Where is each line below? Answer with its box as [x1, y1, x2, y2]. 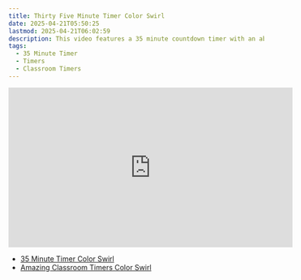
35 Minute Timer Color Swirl [19, 253, 115, 264]
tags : [8, 42, 27, 50]
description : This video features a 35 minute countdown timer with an [8, 34, 256, 43]
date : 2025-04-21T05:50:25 [8, 19, 100, 28]
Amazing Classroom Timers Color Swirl [19, 262, 152, 272]
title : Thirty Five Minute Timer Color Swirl [8, 11, 165, 20]
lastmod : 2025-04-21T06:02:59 [8, 27, 111, 35]
